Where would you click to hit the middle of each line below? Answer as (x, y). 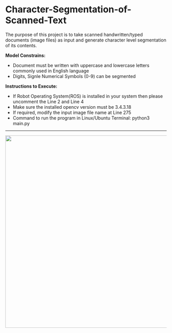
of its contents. (21, 45)
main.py (21, 123)
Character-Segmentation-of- (68, 9)
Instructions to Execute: (31, 86)
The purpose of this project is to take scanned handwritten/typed (74, 34)
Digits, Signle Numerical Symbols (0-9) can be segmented (74, 76)
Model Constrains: (26, 55)
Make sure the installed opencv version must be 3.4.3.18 (72, 107)
